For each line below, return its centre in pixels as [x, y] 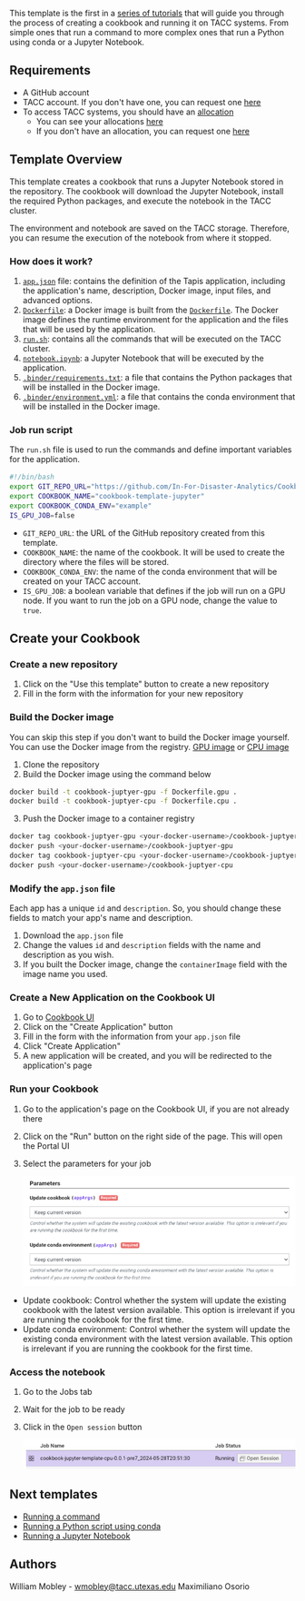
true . [32, 610]
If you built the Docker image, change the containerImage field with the [155, 964]
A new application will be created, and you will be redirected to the [147, 1056]
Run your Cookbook [54, 1089]
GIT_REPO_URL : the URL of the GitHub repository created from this [143, 533]
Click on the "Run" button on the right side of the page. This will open [152, 1136]
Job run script [41, 430]
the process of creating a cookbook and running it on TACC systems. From [149, 23]
